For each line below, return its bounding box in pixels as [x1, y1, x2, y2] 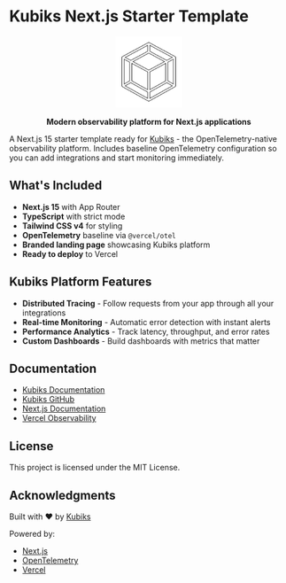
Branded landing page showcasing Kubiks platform [21, 239, 211, 250]
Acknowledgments [9, 487, 117, 502]
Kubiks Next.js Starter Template [9, 6, 250, 27]
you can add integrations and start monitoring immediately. [9, 152, 224, 163]
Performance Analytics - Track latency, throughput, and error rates [21, 326, 270, 337]
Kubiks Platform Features [9, 275, 152, 290]
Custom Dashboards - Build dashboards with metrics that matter [21, 335, 260, 346]
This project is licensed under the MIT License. [9, 463, 181, 473]
